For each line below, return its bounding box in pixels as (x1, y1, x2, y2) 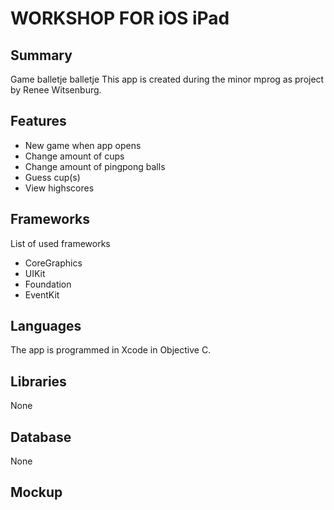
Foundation (24, 278, 72, 290)
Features (10, 113, 67, 130)
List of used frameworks (10, 237, 111, 249)
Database (10, 428, 72, 446)
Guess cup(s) (24, 171, 81, 183)
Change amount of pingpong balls (24, 160, 166, 172)
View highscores (24, 182, 95, 194)
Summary (10, 47, 73, 64)
